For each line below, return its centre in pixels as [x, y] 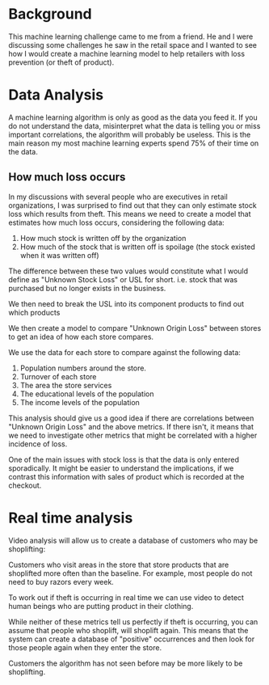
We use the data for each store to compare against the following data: [124, 352]
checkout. [25, 485]
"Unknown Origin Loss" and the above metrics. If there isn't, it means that [131, 426]
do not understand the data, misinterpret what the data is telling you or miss [134, 125]
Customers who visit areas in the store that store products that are [119, 564]
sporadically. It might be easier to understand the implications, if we [121, 468]
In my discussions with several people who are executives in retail [118, 197]
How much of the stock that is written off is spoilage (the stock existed [138, 247]
